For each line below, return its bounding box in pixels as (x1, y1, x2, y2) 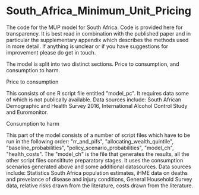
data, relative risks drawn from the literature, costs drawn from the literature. (6, 182, 194, 189)
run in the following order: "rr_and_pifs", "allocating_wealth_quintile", (6, 138, 174, 145)
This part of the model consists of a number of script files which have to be (6, 132, 191, 139)
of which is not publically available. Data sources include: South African (6, 96, 182, 103)
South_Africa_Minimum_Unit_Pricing (6, 4, 192, 18)
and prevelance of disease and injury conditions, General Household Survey (6, 175, 192, 183)
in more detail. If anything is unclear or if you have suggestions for (6, 43, 169, 50)
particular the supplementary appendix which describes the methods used (6, 36, 189, 43)
